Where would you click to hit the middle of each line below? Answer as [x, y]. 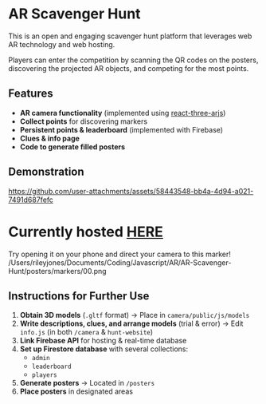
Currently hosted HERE [86, 232]
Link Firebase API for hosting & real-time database [103, 341]
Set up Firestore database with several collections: [104, 349]
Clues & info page [49, 138]
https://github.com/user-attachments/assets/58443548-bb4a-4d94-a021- [131, 191]
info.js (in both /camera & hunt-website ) [86, 332]
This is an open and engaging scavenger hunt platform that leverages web [130, 36]
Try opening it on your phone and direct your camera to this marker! [119, 254]
